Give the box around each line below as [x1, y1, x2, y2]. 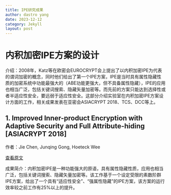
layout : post [5, 26, 33, 31]
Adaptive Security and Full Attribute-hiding [5, 122, 145, 131]
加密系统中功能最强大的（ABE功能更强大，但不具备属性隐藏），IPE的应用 [14, 80, 166, 86]
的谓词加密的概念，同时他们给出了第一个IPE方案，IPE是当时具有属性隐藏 [5, 74, 157, 80]
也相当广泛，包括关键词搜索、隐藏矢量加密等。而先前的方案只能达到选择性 [5, 87, 161, 93]
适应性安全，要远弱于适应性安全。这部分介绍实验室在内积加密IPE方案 [14, 93, 159, 99]
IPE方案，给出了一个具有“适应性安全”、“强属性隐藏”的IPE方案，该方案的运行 [5, 178, 165, 184]
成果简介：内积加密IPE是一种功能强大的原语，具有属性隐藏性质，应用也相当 [5, 165, 164, 171]
